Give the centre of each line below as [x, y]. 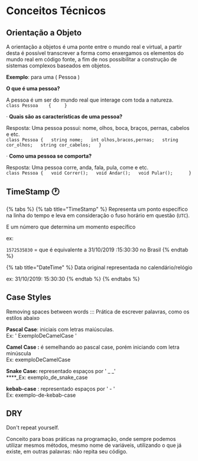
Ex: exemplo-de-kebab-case [41, 395]
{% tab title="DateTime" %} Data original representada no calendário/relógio [99, 267]
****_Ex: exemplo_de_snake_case [47, 377]
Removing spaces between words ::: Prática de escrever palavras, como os [98, 312]
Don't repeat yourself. [33, 428]
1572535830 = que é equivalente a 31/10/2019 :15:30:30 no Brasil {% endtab [97, 250]
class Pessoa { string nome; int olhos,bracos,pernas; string [92, 140]
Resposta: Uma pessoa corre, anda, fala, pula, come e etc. [77, 167]
